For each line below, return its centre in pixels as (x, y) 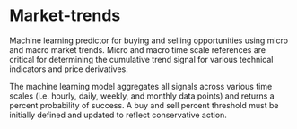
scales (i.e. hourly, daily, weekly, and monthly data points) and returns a (142, 96)
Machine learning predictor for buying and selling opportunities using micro (149, 40)
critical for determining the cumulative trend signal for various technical (141, 59)
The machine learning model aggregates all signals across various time (141, 86)
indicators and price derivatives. (69, 69)
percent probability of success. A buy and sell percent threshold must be (144, 105)
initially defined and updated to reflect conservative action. (118, 115)
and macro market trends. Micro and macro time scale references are (138, 49)
